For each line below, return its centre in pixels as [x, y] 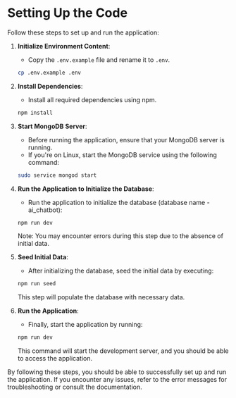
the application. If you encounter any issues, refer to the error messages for [117, 380]
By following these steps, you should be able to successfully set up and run [117, 372]
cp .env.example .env [49, 73]
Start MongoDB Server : [52, 126]
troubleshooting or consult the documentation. [75, 387]
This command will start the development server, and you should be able [123, 351]
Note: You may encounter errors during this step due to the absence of [120, 236]
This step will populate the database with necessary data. [101, 297]
